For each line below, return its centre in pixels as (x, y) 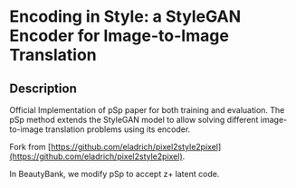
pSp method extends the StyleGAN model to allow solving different (134, 120)
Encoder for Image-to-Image (119, 36)
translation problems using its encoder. (118, 129)
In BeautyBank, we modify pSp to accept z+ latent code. (115, 174)
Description (43, 88)
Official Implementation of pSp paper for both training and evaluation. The (147, 110)
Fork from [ (30, 147)
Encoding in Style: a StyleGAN (125, 17)
